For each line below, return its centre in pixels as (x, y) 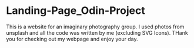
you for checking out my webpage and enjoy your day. (72, 39)
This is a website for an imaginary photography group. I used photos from (95, 27)
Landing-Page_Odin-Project (76, 11)
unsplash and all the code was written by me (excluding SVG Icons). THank (97, 32)
